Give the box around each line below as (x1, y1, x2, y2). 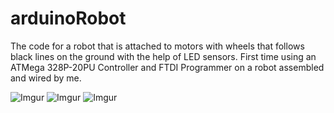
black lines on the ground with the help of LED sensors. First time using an (10, 50, 317, 62)
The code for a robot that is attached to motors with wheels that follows (10, 40, 305, 52)
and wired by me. (10, 72, 82, 84)
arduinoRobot (10, 7, 127, 30)
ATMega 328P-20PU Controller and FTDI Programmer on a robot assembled (10, 61, 325, 73)
